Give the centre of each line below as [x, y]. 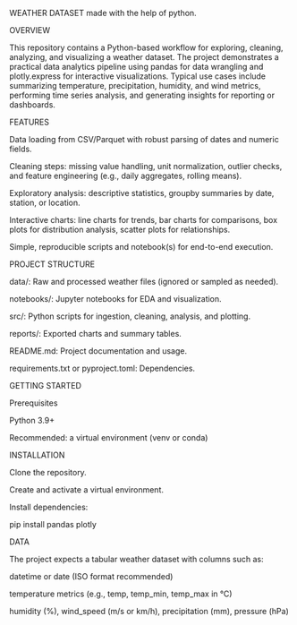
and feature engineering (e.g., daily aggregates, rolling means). [126, 176]
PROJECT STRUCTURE [52, 264]
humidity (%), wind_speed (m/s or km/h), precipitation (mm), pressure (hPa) [149, 611]
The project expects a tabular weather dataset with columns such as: [136, 559]
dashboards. [33, 105]
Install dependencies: [49, 507]
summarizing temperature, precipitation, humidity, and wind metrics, [135, 86]
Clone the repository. [48, 472]
